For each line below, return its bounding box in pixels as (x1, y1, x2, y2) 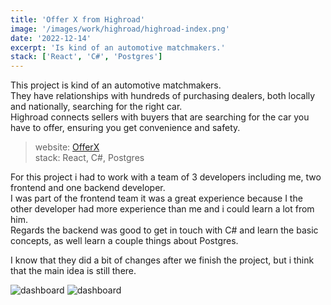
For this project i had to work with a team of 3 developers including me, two (10, 171, 322, 183)
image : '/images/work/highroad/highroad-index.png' (10, 24, 230, 34)
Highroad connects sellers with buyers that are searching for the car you (10, 111, 310, 123)
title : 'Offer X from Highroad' (10, 14, 145, 25)
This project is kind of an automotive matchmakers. (10, 79, 222, 91)
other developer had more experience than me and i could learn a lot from (10, 203, 315, 215)
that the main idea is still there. (10, 265, 137, 277)
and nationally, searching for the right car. (10, 101, 183, 113)
